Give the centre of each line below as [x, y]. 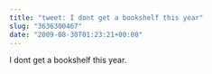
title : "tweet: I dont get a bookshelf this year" [106, 18]
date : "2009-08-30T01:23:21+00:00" [76, 34]
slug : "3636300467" [46, 26]
